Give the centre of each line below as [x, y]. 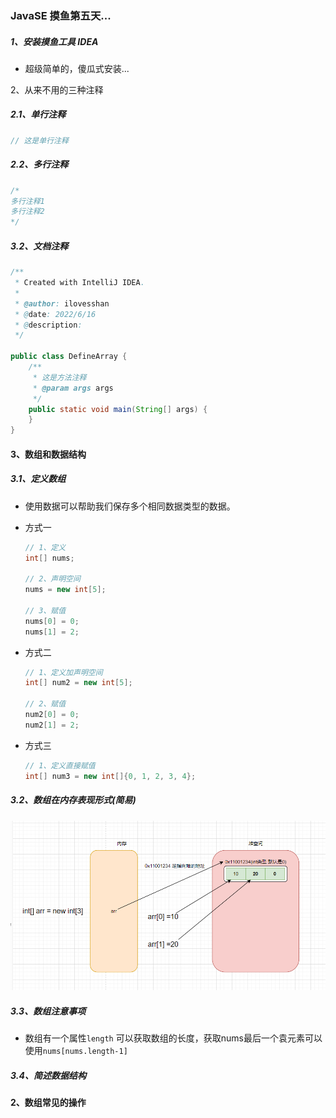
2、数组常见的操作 [48, 1103]
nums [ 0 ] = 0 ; [52, 621]
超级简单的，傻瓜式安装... [77, 68]
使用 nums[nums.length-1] [76, 1051]
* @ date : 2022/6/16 [55, 314]
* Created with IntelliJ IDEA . [79, 283]
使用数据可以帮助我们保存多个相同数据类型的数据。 [130, 506]
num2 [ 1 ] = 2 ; [52, 725]
